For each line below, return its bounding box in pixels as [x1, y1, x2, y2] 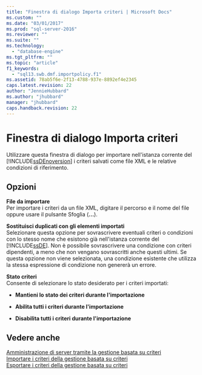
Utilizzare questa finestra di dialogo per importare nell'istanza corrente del [6, 151, 192, 159]
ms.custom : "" [6, 15, 42, 21]
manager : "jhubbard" [6, 99, 59, 105]
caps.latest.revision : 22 [6, 83, 72, 89]
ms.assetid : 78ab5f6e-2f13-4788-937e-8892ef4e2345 [6, 77, 137, 83]
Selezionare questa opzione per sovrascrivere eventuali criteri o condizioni [6, 229, 193, 236]
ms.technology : [6, 43, 45, 49]
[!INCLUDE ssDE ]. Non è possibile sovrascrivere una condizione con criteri [6, 242, 192, 249]
